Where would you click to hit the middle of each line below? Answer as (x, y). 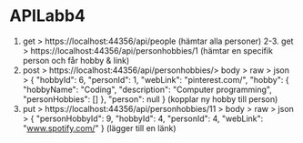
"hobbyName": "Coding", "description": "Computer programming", (147, 89)
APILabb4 (48, 16)
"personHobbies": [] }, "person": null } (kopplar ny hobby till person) (150, 99)
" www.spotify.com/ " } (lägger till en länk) (99, 128)
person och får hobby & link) (76, 60)
